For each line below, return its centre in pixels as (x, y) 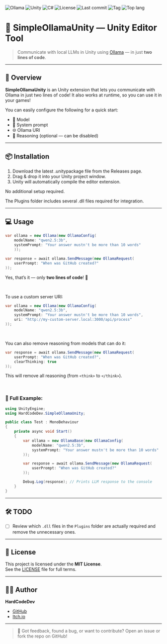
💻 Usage (19, 222)
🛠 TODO (19, 512)
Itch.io (19, 617)
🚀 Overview (23, 78)
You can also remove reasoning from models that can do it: (66, 343)
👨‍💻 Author (21, 590)
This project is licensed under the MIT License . (53, 564)
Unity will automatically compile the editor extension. (66, 182)
